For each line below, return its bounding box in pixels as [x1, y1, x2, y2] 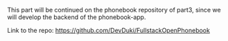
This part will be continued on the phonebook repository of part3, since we [7, 6, 221, 14]
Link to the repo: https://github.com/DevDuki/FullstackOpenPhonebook [7, 27, 210, 34]
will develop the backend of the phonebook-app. [7, 13, 146, 21]
